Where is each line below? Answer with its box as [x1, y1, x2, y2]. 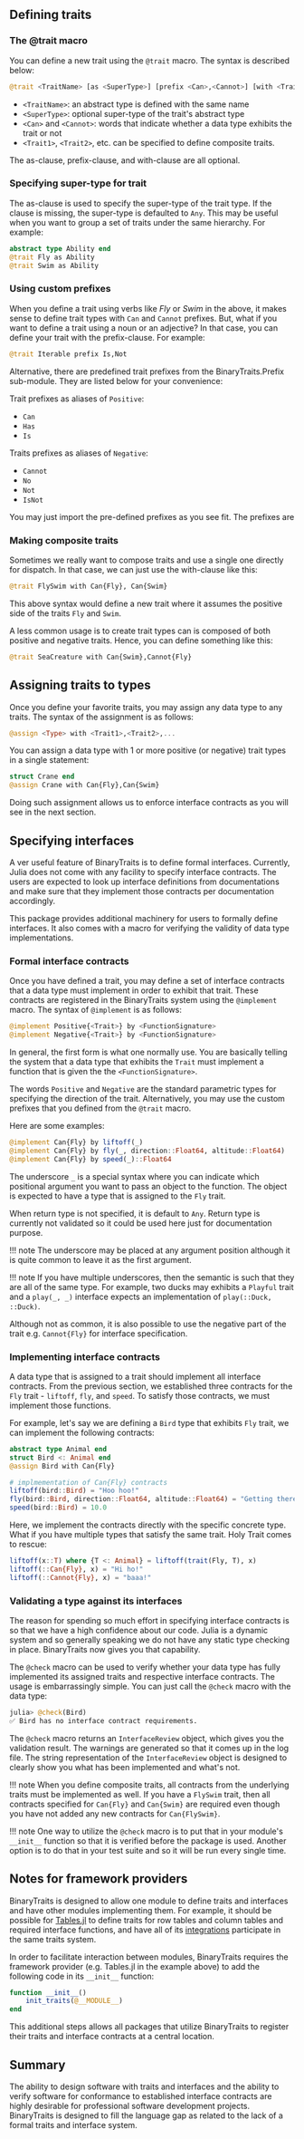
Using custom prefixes [9, 283, 111, 295]
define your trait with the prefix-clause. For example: [9, 332, 205, 342]
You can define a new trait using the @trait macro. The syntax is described [9, 54, 290, 66]
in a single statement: [9, 755, 90, 766]
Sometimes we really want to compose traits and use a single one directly [9, 554, 284, 565]
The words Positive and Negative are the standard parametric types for [9, 1084, 277, 1094]
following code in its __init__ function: [9, 1970, 155, 1981]
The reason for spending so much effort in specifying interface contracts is [9, 1614, 290, 1625]
